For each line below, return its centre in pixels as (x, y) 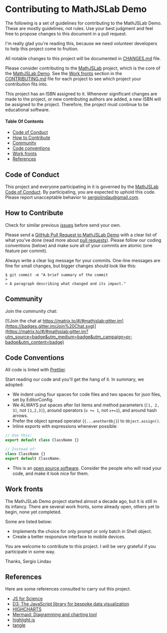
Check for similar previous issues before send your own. (63, 225)
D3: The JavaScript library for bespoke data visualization (71, 604)
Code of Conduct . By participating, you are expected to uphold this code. (81, 192)
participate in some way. (30, 551)
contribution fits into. (27, 84)
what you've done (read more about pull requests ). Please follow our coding (83, 240)
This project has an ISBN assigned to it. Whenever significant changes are (81, 94)
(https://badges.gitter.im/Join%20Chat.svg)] (51, 326)
